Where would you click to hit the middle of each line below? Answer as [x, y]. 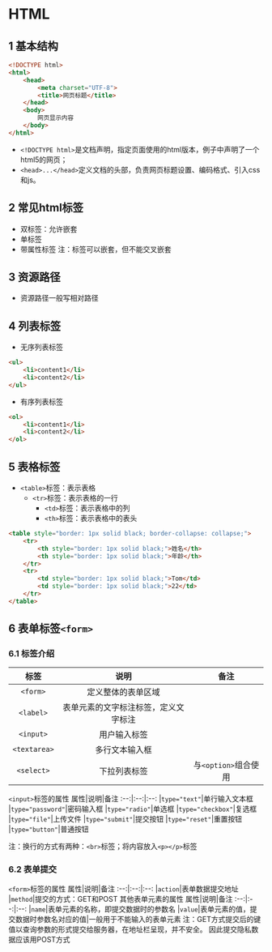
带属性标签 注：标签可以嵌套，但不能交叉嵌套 [96, 249]
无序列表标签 [41, 347]
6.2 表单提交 [33, 869]
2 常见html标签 [46, 208]
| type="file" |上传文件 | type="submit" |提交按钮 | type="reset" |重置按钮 [125, 819]
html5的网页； [44, 160]
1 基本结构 [34, 46]
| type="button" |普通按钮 [49, 829]
